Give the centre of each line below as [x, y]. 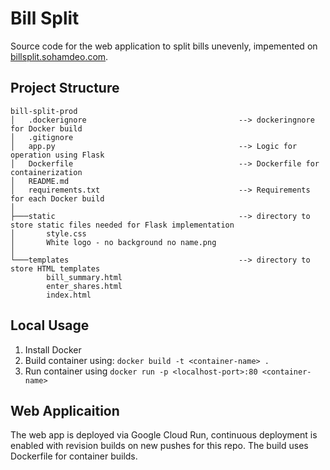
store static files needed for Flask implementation [122, 225]
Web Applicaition [65, 410]
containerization [46, 172]
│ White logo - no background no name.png [113, 242]
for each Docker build [57, 198]
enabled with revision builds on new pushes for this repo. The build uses [159, 446]
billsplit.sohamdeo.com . [59, 56]
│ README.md [40, 181]
